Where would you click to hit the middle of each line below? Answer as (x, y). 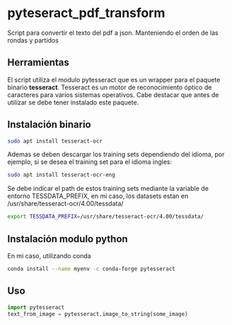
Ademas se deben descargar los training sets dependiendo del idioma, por (116, 155)
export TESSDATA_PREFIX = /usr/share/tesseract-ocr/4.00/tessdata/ (105, 217)
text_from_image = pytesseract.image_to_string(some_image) (98, 314)
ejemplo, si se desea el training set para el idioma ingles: (90, 162)
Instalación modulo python (68, 239)
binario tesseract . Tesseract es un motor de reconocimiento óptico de (110, 87)
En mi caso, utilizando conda (49, 256)
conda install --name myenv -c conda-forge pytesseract (91, 269)
